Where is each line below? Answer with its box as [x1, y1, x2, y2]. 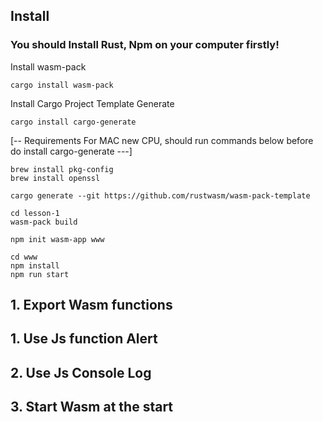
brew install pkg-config [10, 164, 114, 174]
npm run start [10, 269, 70, 279]
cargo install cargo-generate [10, 117, 137, 127]
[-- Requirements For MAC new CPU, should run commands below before [10, 134, 314, 146]
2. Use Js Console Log [10, 364, 152, 381]
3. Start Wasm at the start [10, 399, 174, 416]
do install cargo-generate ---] [10, 145, 133, 157]
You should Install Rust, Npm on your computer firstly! [10, 38, 280, 52]
